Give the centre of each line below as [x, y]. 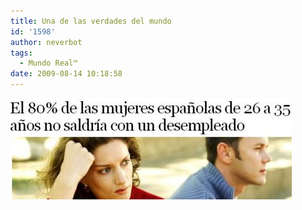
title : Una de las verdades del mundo [91, 21]
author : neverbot [46, 42]
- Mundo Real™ [48, 63]
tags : [21, 53]
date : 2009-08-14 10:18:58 [66, 74]
